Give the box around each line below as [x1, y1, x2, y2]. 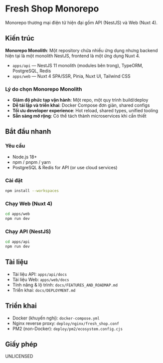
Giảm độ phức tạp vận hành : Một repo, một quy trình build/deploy [12, 97, 149, 103]
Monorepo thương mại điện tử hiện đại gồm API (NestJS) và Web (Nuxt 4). [5, 20, 158, 26]
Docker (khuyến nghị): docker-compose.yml [12, 315, 100, 321]
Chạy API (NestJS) [5, 228, 51, 235]
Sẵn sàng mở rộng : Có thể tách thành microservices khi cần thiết [12, 113, 147, 119]
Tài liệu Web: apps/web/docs [12, 276, 70, 282]
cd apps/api [5, 239, 30, 244]
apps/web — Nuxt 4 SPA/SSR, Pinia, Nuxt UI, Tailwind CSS [12, 73, 131, 79]
